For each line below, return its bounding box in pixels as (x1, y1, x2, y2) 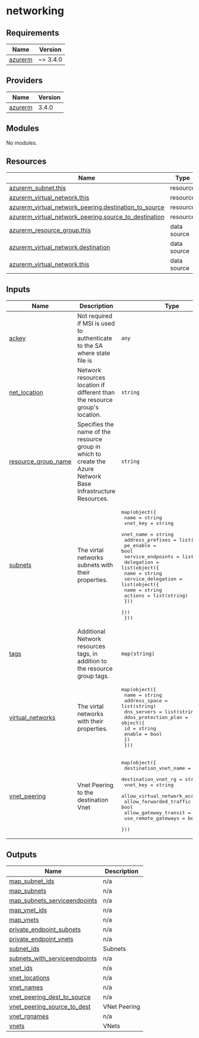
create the (77, 457, 106, 466)
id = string (124, 726, 156, 732)
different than (77, 388, 115, 397)
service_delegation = (124, 576, 182, 583)
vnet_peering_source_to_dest (9, 1002, 91, 1011)
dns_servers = (124, 708, 162, 715)
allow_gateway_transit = (124, 809, 191, 816)
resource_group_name (9, 457, 72, 466)
